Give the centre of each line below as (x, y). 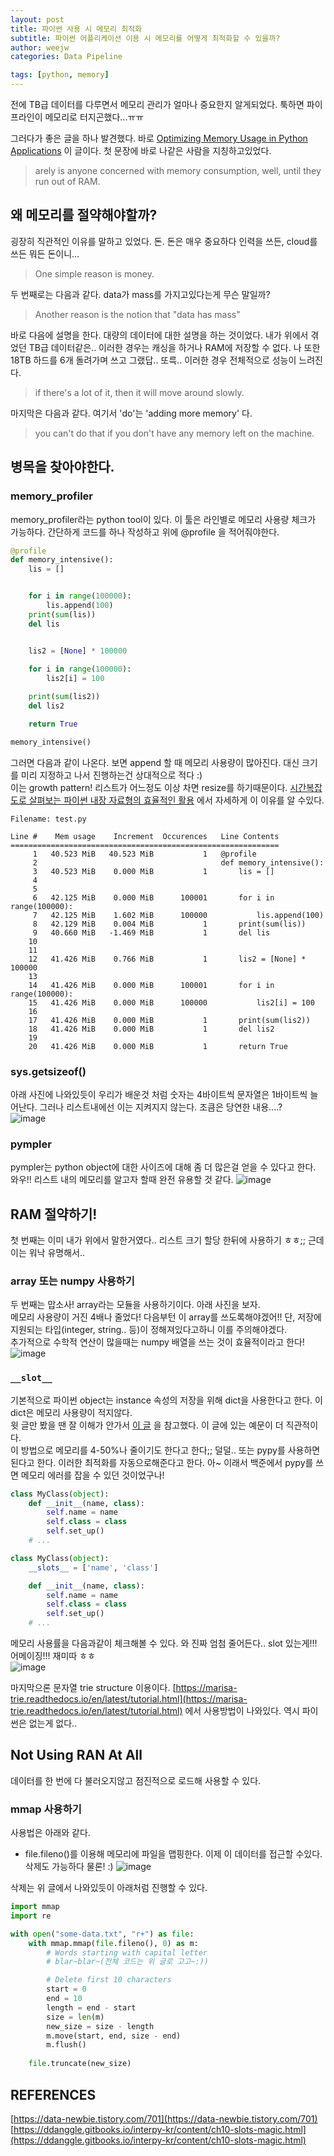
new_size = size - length (100, 2026)
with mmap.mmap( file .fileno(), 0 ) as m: (113, 1943)
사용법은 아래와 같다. (50, 1833)
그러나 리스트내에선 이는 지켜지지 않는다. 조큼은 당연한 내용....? (161, 1107)
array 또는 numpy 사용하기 (72, 1281)
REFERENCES (53, 2094)
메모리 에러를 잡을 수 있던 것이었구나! (92, 1475)
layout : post (37, 19)
